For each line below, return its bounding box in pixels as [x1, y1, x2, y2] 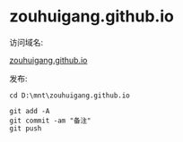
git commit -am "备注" [9, 116, 91, 125]
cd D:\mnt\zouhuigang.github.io [9, 91, 130, 100]
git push [9, 123, 42, 133]
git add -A [9, 106, 50, 115]
